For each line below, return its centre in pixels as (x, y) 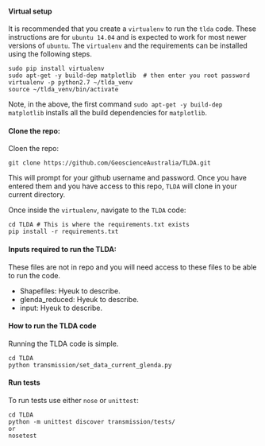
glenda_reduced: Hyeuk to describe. (79, 299)
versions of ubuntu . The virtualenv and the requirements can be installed (128, 46)
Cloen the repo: (34, 149)
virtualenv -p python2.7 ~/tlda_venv (71, 83)
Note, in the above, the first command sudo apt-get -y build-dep (115, 104)
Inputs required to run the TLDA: (63, 249)
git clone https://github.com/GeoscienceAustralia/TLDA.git (110, 163)
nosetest (23, 436)
